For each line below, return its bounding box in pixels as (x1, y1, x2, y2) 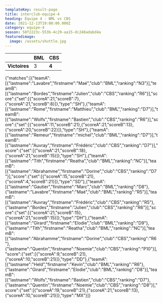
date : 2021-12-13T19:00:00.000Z (5, 20, 71, 26)
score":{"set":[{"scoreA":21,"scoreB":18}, (5, 147, 87, 153)
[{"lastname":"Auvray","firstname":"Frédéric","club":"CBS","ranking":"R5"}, (5, 199, 155, 205)
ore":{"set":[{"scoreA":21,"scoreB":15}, (5, 209, 82, 215)
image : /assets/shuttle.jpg (9, 39, 67, 44)
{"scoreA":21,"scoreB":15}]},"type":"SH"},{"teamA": (5, 152, 108, 158)
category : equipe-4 (5, 25, 45, 30)
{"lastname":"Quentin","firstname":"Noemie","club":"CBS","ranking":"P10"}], (5, 246, 157, 251)
